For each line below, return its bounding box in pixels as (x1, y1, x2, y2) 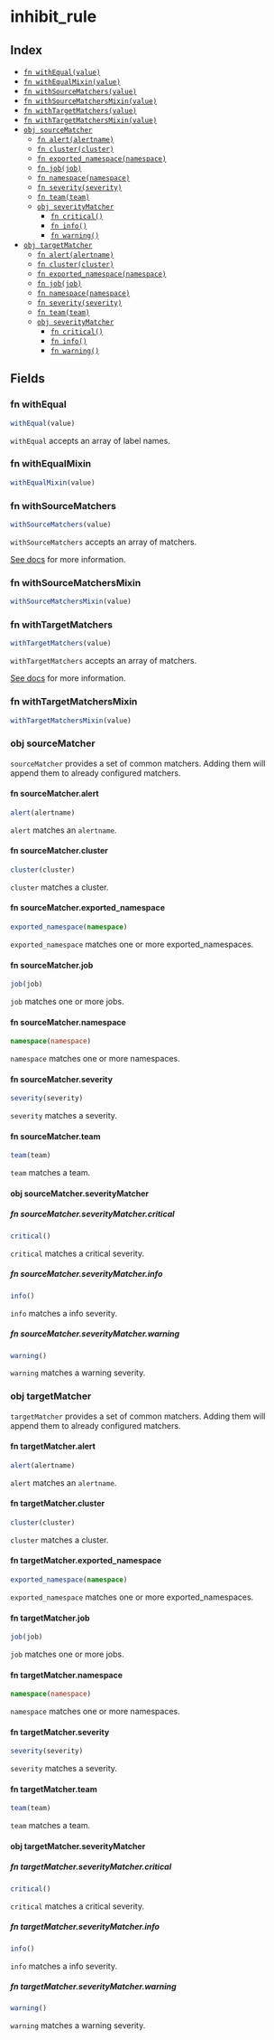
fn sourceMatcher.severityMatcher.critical (10, 1209, 175, 1220)
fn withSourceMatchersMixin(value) (23, 97, 158, 106)
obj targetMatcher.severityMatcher (10, 1840, 146, 1851)
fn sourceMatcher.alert (10, 789, 100, 799)
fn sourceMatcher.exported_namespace (10, 902, 166, 913)
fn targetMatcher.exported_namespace (10, 1555, 162, 1566)
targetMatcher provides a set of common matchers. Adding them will (10, 1411, 266, 1421)
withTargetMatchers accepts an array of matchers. (10, 656, 197, 666)
